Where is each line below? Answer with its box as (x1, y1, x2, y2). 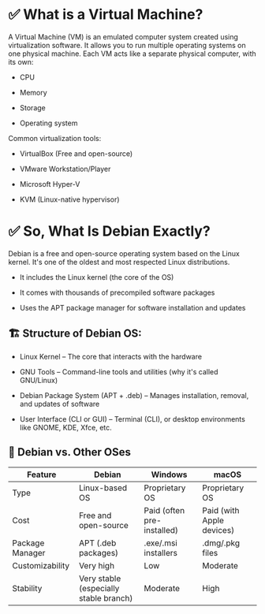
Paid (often (144, 504, 185, 515)
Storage (19, 102, 46, 112)
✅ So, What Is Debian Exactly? (8, 222, 211, 240)
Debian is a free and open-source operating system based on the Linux (8, 248, 241, 258)
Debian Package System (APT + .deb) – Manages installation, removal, (19, 390, 249, 400)
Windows (151, 469, 188, 480)
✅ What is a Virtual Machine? (8, 6, 203, 24)
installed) (144, 524, 179, 535)
